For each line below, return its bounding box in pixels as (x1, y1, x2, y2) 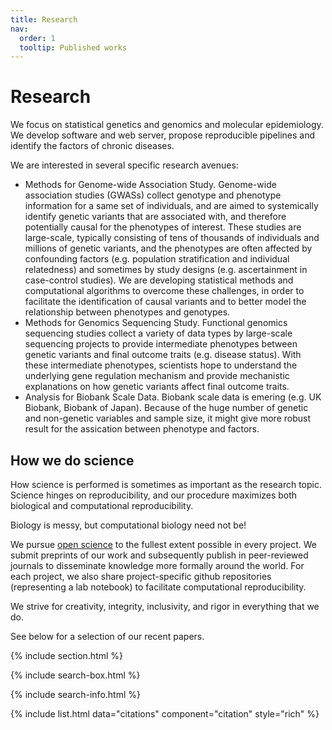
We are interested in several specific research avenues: (10, 159, 239, 171)
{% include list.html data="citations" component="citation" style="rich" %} (10, 708, 320, 720)
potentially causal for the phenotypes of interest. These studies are (24, 221, 302, 233)
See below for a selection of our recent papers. (10, 631, 205, 642)
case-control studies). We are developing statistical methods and (24, 274, 294, 286)
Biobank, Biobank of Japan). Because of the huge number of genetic (24, 402, 309, 414)
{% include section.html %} (10, 650, 124, 661)
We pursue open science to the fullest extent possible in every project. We (10, 539, 318, 550)
